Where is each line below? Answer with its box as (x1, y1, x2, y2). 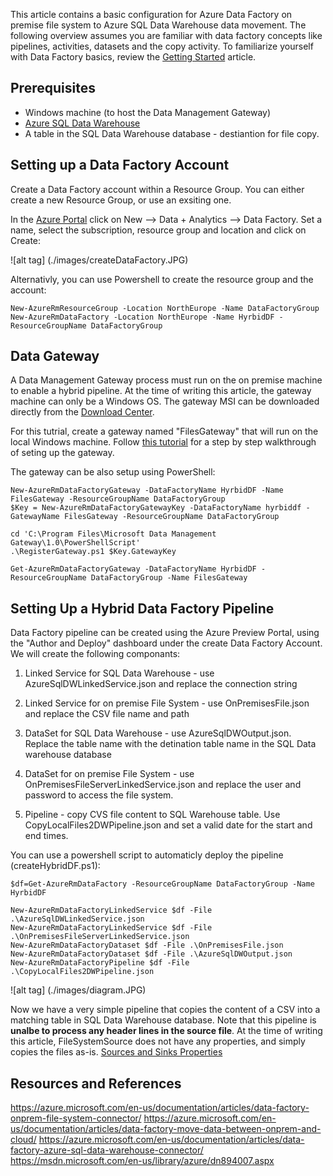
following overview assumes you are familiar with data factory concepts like (10, 30, 323, 41)
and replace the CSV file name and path (24, 708, 190, 720)
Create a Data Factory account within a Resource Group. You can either (10, 183, 305, 195)
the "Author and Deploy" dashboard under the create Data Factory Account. (10, 637, 323, 649)
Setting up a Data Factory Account (10, 157, 230, 174)
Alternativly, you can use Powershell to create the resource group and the (10, 273, 314, 285)
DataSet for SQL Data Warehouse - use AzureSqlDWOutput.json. (24, 727, 292, 739)
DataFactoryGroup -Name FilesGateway (90, 573, 248, 583)
